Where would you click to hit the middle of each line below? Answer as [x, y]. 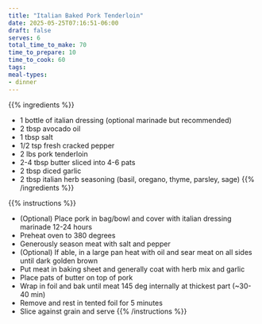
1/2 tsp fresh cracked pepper [67, 145]
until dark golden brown [58, 260]
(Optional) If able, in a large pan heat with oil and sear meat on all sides [136, 252]
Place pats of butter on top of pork [76, 277]
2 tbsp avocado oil [50, 129]
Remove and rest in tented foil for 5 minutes [91, 303]
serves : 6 [25, 38]
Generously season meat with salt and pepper [95, 244]
